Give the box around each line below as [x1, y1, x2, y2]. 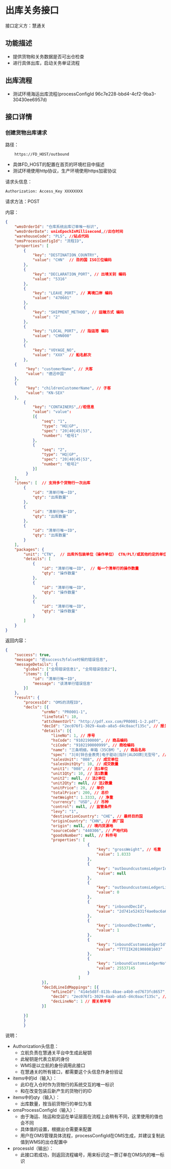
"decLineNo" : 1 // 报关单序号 [50, 999, 111, 1004]
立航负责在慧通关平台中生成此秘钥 [20, 1050, 92, 1056]
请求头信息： [5, 179, 32, 185]
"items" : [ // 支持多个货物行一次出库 [14, 480, 91, 485]
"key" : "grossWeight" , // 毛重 [96, 847, 161, 853]
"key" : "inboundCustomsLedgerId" [96, 942, 167, 947]
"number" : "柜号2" [41, 461, 79, 467]
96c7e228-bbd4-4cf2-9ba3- [95, 90, 156, 97]
